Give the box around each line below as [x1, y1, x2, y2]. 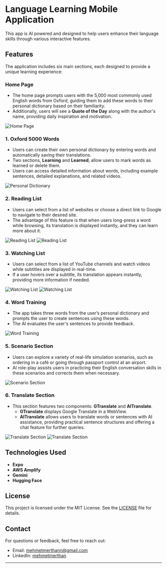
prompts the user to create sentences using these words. [12, 316, 130, 322]
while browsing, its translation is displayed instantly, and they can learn [12, 222, 158, 228]
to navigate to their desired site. [12, 212, 78, 218]
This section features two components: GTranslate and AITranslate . [12, 403, 153, 409]
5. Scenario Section [5, 343, 54, 350]
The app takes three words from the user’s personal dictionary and [12, 310, 149, 316]
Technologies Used [5, 448, 66, 457]
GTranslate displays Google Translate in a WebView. [19, 408, 127, 414]
